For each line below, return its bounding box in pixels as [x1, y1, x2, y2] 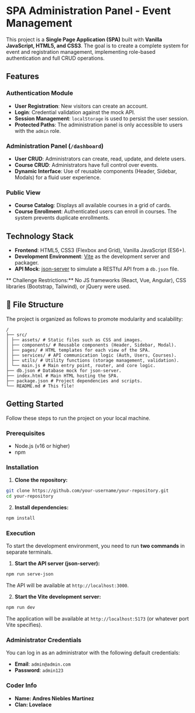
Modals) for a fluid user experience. [14, 174, 101, 181]
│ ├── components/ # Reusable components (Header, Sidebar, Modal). [6, 342, 177, 348]
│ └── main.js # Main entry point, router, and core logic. [6, 362, 156, 368]
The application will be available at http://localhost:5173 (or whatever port [6, 615, 189, 622]
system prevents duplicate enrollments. [14, 214, 110, 221]
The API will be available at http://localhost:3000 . [6, 582, 129, 589]
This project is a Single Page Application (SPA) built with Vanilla [6, 36, 162, 43]
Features [6, 71, 39, 81]
